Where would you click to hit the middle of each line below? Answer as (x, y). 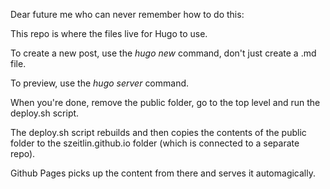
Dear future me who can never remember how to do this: (127, 14)
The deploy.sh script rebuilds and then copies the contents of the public (158, 132)
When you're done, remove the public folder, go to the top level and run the (165, 102)
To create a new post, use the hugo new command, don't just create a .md (163, 53)
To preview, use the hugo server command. (100, 83)
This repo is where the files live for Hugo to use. (109, 33)
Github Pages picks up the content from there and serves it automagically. (163, 173)
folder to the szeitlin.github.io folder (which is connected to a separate (155, 143)
